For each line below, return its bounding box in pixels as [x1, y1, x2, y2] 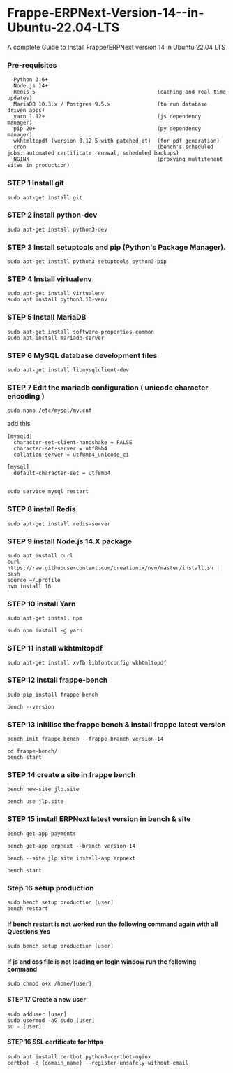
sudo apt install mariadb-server [7, 334, 105, 341]
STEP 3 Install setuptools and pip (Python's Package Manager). [7, 242, 226, 252]
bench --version [7, 703, 54, 711]
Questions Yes [7, 927, 51, 935]
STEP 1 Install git [7, 178, 64, 188]
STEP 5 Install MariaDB [7, 313, 87, 322]
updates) [7, 94, 33, 102]
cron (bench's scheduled [13, 143, 214, 151]
